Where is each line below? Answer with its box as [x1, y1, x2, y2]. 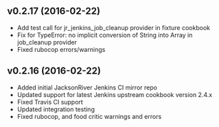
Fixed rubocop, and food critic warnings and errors [16, 112, 162, 120]
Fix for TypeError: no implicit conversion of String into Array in [16, 31, 193, 39]
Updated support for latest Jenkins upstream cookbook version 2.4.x [16, 90, 213, 98]
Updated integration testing [16, 105, 95, 113]
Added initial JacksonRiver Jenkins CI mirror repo [16, 83, 158, 91]
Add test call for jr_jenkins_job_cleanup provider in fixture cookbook [16, 23, 211, 31]
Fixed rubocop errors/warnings [16, 45, 106, 53]
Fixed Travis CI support [16, 98, 84, 106]
